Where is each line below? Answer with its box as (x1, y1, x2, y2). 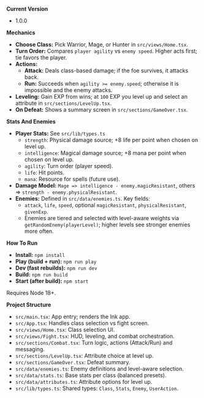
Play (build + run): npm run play (15, 258, 97, 265)
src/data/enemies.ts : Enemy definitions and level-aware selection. (15, 365, 184, 372)
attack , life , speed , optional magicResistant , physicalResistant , (24, 202, 187, 209)
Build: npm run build (15, 271, 68, 278)
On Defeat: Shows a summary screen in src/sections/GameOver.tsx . (15, 106, 188, 113)
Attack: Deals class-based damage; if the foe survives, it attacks (24, 67, 189, 74)
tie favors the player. (15, 54, 67, 61)
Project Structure (6, 301, 51, 308)
